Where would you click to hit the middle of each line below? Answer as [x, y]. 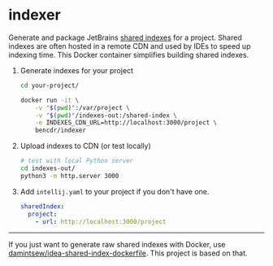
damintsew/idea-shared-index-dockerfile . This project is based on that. [128, 253]
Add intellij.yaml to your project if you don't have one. [115, 191]
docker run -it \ [50, 100]
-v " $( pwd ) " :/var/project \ [82, 107]
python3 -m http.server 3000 [69, 176]
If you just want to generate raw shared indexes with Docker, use [117, 245]
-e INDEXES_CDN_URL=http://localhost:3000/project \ [126, 123]
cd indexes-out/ [48, 168]
